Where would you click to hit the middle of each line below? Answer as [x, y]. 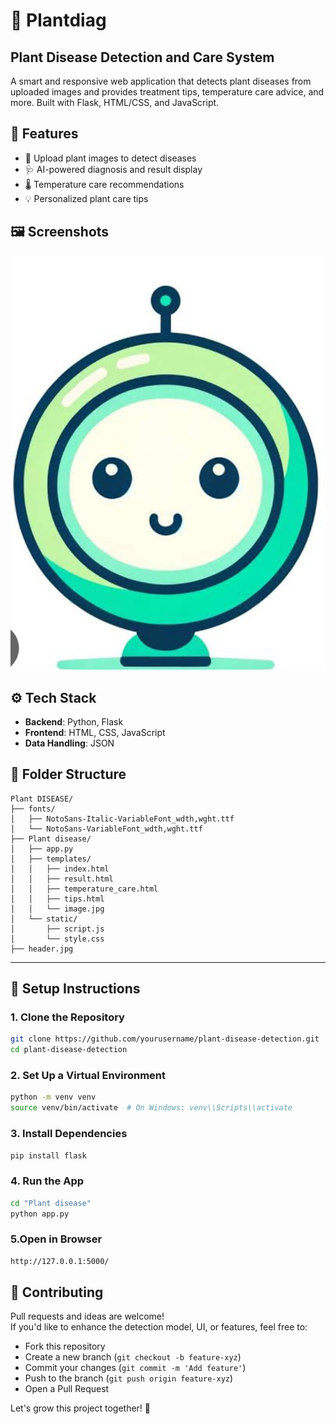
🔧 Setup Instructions [75, 989]
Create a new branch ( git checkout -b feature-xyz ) [133, 1357]
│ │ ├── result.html [62, 879]
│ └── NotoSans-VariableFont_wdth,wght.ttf [106, 829]
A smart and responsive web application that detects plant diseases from [161, 81]
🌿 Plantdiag [58, 20]
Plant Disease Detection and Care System [142, 57]
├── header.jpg [42, 949]
